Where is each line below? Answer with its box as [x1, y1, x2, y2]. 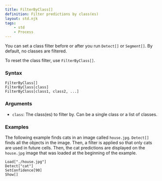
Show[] [5, 172, 18, 177]
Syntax [5, 69, 22, 76]
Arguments [5, 100, 32, 107]
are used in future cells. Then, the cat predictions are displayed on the [5, 145, 146, 150]
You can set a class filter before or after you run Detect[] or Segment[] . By [5, 43, 153, 49]
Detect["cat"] [5, 164, 34, 168]
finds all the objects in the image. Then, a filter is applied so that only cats [5, 139, 152, 146]
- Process [14, 30, 34, 34]
